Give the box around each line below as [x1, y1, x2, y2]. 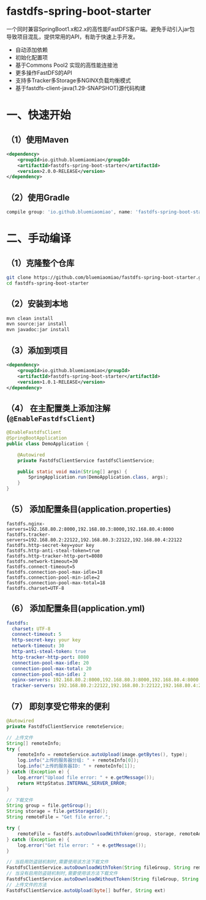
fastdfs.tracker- [6, 532, 51, 538]
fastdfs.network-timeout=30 [6, 558, 78, 565]
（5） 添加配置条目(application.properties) [6, 504, 172, 514]
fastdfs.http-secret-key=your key [6, 542, 95, 548]
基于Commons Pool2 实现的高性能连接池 [15, 61, 118, 69]
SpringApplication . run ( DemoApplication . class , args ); [28, 474, 169, 481]
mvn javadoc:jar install [6, 327, 70, 333]
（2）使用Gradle [6, 192, 70, 203]
